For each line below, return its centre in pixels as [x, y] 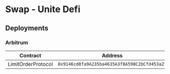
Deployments [27, 28]
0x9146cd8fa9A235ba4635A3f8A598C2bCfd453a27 [112, 64]
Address [112, 55]
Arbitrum [17, 43]
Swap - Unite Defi [43, 9]
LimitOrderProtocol [30, 64]
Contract [30, 55]
